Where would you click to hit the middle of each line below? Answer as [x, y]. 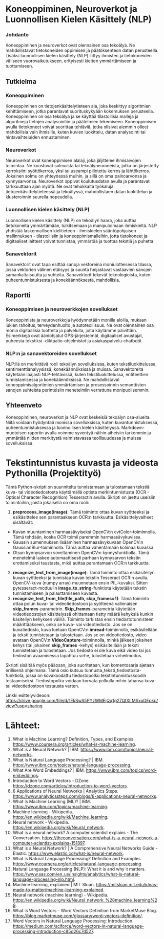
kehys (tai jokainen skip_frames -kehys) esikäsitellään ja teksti [76, 645]
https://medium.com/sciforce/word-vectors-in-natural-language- [78, 926]
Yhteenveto [24, 405]
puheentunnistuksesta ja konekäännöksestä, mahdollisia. [63, 280]
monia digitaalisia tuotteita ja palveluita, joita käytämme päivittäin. [71, 330]
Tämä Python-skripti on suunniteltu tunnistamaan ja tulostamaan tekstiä [78, 487]
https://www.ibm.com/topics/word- [121, 770]
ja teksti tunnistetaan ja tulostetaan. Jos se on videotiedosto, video [80, 635]
